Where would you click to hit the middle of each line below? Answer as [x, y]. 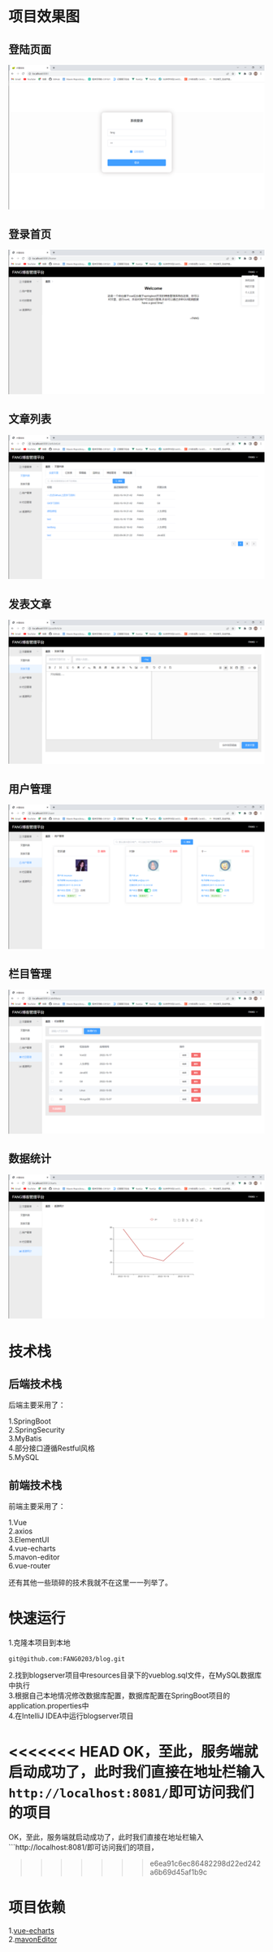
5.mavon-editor [34, 1557]
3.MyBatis [25, 1439]
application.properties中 [49, 1706]
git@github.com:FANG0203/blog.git [67, 1659]
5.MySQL [24, 1458]
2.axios [21, 1531]
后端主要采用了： [37, 1405]
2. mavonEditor [33, 1939]
